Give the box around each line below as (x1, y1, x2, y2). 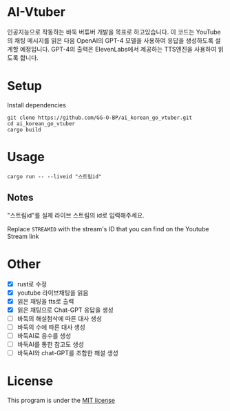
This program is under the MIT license (7, 397, 116, 405)
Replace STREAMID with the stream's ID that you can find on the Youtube (7, 224, 209, 233)
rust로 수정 (17, 280, 47, 288)
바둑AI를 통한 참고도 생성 (17, 340, 84, 348)
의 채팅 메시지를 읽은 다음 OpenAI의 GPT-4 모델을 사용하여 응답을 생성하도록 (7, 36, 214, 45)
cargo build (7, 126, 41, 133)
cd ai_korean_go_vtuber (7, 120, 76, 127)
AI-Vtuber (7, 4, 65, 20)
